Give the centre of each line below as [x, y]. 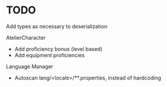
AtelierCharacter [26, 37]
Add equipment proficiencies [50, 55]
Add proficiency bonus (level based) [58, 49]
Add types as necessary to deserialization [57, 26]
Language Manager [30, 66]
